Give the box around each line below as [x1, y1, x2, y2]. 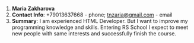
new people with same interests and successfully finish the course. [11, 30, 177, 37]
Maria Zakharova [11, 5, 55, 12]
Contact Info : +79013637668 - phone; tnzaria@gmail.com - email [11, 11, 173, 18]
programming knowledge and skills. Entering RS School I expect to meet [11, 24, 189, 31]
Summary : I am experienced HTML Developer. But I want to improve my [11, 18, 188, 24]
